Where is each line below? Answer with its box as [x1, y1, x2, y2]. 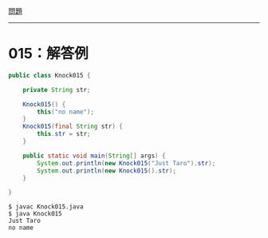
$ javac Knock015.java [8, 203, 84, 211]
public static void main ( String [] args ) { [22, 152, 166, 160]
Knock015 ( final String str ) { [22, 122, 124, 131]
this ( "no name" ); [37, 108, 94, 116]
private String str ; [22, 85, 91, 93]
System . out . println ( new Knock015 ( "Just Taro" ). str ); [37, 159, 216, 167]
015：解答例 [8, 45, 89, 63]
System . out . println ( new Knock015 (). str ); [37, 166, 177, 175]
